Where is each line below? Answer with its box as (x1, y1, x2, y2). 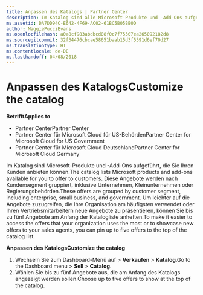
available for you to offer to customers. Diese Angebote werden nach (6, 175, 178, 182)
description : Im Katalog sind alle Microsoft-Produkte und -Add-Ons (6, 15, 182, 21)
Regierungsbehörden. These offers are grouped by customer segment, (6, 187, 181, 195)
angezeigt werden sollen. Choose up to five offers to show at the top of (14, 275, 191, 282)
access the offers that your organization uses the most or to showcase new (6, 219, 194, 227)
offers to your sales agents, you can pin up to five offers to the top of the (6, 226, 187, 233)
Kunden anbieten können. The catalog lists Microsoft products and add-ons (6, 168, 193, 175)
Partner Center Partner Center (14, 125, 89, 132)
